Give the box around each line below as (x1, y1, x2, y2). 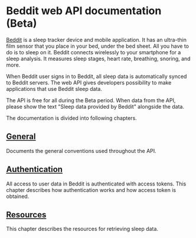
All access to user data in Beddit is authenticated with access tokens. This (6, 180, 187, 187)
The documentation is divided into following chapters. (6, 114, 137, 122)
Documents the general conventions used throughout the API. (6, 147, 156, 154)
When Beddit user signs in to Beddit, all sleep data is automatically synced (6, 73, 187, 80)
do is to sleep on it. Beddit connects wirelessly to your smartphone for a (6, 48, 181, 56)
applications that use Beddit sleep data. (6, 85, 102, 92)
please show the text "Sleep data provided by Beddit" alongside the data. (6, 103, 185, 110)
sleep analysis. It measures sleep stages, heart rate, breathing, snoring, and (6, 55, 191, 62)
